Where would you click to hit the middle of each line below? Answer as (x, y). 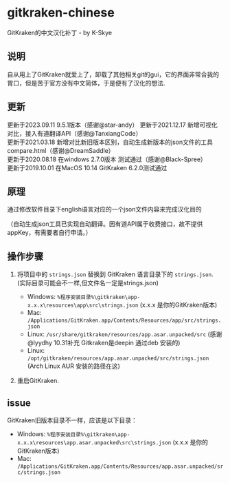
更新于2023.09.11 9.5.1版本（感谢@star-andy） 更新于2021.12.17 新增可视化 (113, 125)
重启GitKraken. (38, 381)
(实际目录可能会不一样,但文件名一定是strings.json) (88, 283)
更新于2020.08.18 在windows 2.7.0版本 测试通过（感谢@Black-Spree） (107, 159)
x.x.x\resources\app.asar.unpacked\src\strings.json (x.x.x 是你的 (112, 442)
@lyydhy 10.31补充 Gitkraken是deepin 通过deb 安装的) (104, 343)
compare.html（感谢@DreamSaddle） (61, 150)
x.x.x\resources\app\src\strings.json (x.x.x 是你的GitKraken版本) (122, 305)
